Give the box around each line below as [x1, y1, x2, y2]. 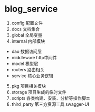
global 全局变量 [11, 32, 43, 38]
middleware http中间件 [11, 54, 57, 60]
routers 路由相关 [11, 66, 45, 72]
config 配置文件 [11, 20, 43, 26]
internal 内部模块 [11, 38, 46, 44]
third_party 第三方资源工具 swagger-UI [11, 101, 89, 107]
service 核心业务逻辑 [11, 73, 54, 79]
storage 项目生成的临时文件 [11, 89, 66, 95]
